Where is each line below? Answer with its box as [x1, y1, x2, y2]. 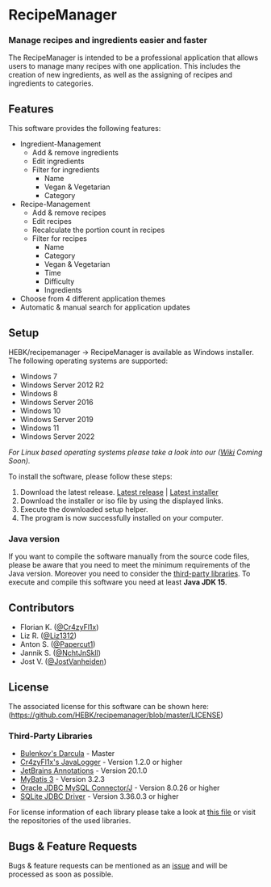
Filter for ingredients [31, 165, 100, 175]
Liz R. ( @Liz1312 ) [19, 631, 77, 640]
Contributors [8, 601, 75, 615]
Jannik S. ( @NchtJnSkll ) [19, 648, 102, 658]
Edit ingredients [31, 156, 85, 167]
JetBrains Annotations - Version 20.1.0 [19, 766, 148, 775]
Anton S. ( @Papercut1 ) [19, 640, 96, 649]
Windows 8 [19, 389, 58, 399]
